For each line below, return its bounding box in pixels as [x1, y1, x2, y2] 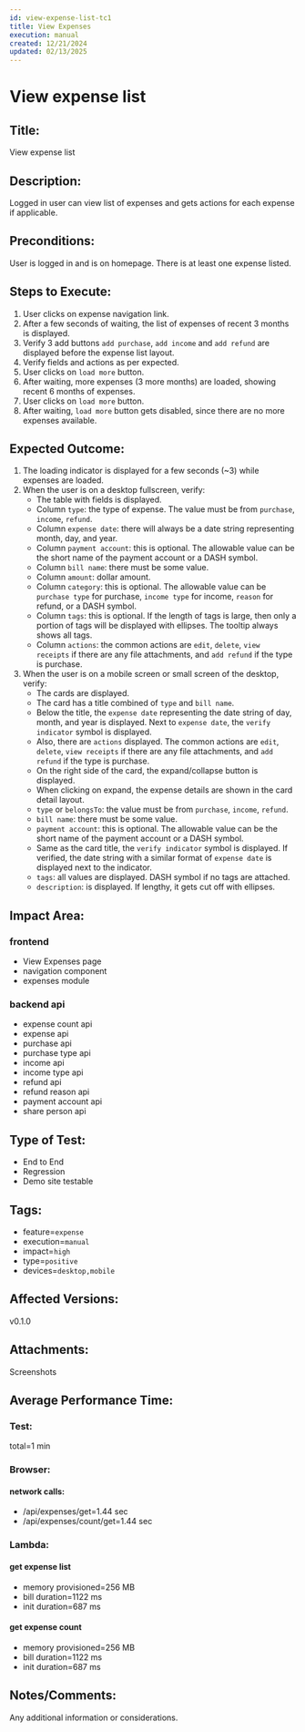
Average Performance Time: [9, 1393, 174, 1408]
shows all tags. [36, 630, 93, 641]
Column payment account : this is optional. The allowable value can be [36, 543, 295, 554]
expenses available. [22, 415, 97, 425]
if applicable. [9, 207, 58, 218]
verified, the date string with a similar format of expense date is [36, 853, 272, 864]
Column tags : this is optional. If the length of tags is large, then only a [36, 610, 297, 621]
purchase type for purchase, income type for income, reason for [36, 591, 274, 602]
